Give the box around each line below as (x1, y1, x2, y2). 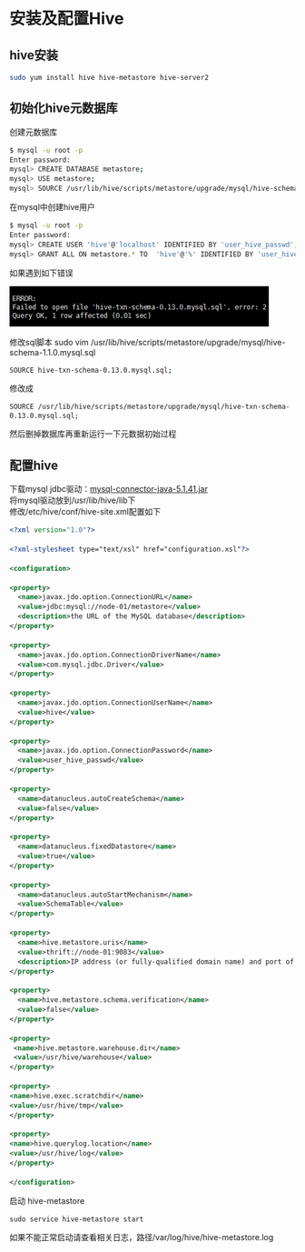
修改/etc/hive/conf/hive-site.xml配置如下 (9, 506, 162, 517)
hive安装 (9, 47, 59, 63)
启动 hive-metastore (9, 1195, 85, 1206)
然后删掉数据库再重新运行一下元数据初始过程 (9, 428, 177, 439)
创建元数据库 (9, 126, 57, 137)
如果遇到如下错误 (9, 267, 74, 278)
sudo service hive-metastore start (9, 1215, 144, 1224)
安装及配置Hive (9, 8, 124, 29)
